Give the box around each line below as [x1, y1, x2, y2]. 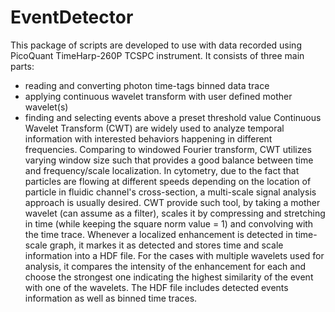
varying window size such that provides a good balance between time [24, 154, 314, 166]
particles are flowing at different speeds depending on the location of [24, 175, 312, 187]
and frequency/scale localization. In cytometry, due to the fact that [24, 164, 300, 176]
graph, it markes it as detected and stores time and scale [49, 239, 284, 251]
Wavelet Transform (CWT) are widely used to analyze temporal [24, 122, 285, 134]
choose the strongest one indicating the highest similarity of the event [24, 271, 314, 283]
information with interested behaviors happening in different [24, 132, 273, 145]
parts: [10, 60, 35, 72]
